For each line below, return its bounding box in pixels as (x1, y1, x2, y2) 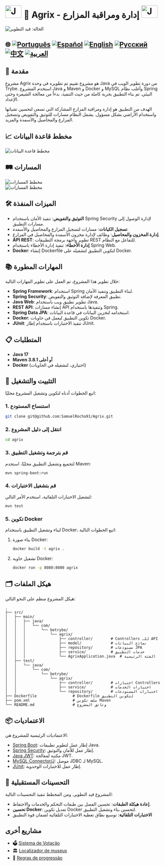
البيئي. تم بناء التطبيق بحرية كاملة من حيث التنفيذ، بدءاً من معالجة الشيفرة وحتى (5, 91, 152, 97)
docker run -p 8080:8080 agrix (12, 565, 78, 570)
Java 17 (12, 351, 29, 357)
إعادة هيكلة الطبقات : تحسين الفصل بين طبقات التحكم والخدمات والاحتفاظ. (12, 801, 151, 807)
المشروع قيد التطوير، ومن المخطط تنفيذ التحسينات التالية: (5, 792, 113, 798)
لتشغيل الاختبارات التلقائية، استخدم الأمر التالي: (5, 494, 92, 500)
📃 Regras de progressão (12, 855, 63, 860)
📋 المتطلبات (5, 335, 42, 344)
